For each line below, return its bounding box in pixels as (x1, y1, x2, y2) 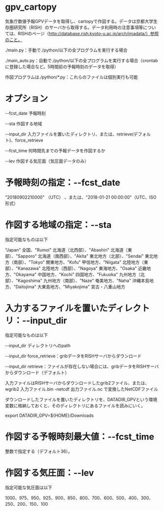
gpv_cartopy (5, 1, 57, 13)
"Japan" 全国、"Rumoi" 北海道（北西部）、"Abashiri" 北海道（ (5, 247, 128, 253)
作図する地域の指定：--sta (5, 220, 112, 230)
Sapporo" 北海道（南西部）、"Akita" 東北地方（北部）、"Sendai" (18, 253, 144, 259)
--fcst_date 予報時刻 (5, 110, 46, 116)
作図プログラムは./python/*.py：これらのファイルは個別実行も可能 (5, 74, 138, 80)
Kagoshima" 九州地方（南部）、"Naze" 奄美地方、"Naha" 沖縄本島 (18, 278, 150, 283)
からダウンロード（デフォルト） (5, 369, 69, 375)
